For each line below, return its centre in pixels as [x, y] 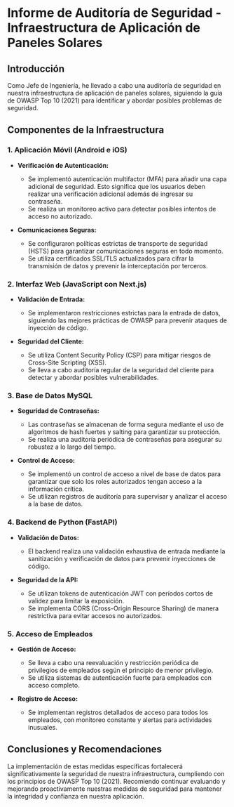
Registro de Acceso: [48, 698]
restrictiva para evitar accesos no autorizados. [95, 615]
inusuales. [43, 727]
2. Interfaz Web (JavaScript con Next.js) [77, 284]
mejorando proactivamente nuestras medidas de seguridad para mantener [115, 789]
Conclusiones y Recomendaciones [85, 749]
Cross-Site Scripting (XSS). [67, 362]
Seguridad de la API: [48, 579]
